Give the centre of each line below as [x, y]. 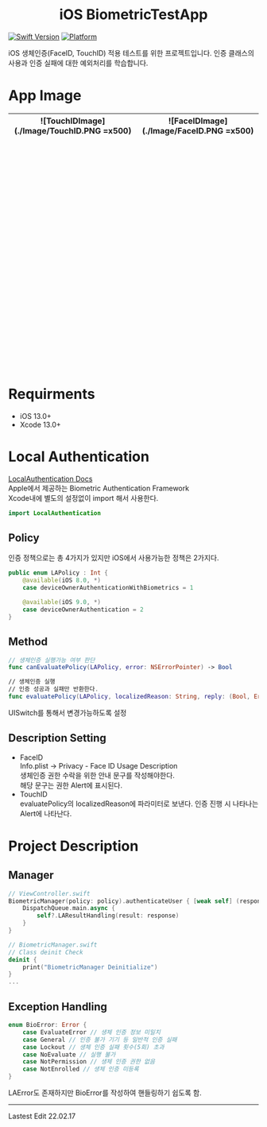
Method [28, 642]
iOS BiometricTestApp [133, 15]
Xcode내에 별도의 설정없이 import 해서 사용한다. [83, 498]
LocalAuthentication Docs [50, 478]
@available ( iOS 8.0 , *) [62, 581]
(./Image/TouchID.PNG [58, 130]
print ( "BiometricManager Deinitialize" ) [90, 967]
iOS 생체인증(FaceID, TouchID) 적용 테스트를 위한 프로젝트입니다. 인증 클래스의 [131, 52]
